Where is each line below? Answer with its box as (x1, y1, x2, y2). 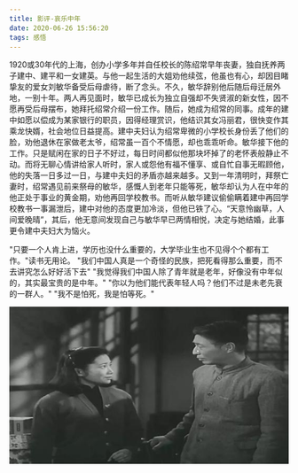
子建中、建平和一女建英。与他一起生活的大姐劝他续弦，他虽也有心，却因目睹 (9, 71, 289, 81)
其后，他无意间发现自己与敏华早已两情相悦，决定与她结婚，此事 (51, 214, 286, 225)
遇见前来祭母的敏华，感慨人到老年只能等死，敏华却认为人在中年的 (47, 182, 289, 192)
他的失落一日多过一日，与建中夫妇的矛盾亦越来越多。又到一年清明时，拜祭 (9, 170, 281, 181)
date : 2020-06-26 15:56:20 (9, 23, 109, 33)
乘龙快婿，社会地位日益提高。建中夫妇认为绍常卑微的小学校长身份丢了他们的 (9, 126, 289, 136)
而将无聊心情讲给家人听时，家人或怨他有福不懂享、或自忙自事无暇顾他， (24, 159, 289, 170)
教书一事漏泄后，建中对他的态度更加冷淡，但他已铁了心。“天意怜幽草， (16, 204, 278, 214)
